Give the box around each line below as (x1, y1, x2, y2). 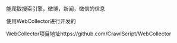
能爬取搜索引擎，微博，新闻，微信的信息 (6, 5, 105, 12)
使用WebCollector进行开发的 (6, 18, 76, 25)
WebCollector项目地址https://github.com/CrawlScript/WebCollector (6, 30, 172, 37)
